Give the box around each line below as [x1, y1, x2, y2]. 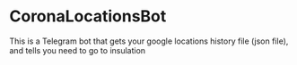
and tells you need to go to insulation [9, 45, 146, 55]
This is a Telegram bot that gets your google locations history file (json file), [9, 36, 289, 46]
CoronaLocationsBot [9, 6, 167, 27]
